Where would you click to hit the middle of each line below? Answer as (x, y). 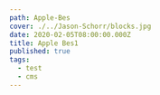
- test (30, 69)
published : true (40, 52)
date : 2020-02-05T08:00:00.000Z (70, 34)
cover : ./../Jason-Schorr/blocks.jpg (80, 26)
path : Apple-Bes (40, 18)
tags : (19, 60)
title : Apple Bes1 (44, 43)
